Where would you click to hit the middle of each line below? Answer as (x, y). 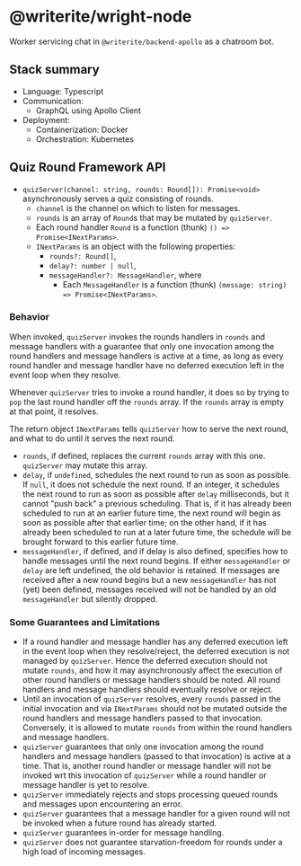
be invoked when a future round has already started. (120, 823)
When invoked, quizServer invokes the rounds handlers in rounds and (137, 336)
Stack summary (55, 70)
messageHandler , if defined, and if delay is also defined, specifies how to (155, 551)
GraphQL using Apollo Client (89, 110)
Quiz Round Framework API (88, 168)
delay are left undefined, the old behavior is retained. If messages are (151, 570)
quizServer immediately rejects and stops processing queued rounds (150, 795)
